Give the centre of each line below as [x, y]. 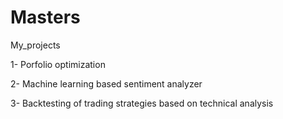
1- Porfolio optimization [58, 64]
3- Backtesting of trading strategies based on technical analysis [142, 103]
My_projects [35, 45]
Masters [45, 17]
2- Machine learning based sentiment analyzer [106, 83]
